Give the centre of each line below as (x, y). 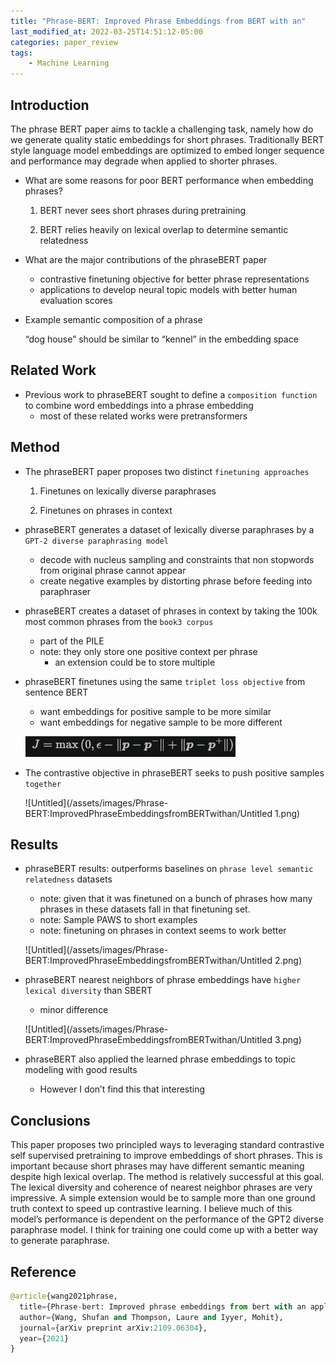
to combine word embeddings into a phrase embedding (139, 405)
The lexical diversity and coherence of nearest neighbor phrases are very (161, 1187)
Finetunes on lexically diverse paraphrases (128, 491)
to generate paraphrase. (60, 1241)
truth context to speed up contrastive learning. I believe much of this (151, 1209)
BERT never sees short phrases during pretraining (143, 210)
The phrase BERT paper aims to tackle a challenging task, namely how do (162, 129)
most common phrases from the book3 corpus (119, 621)
